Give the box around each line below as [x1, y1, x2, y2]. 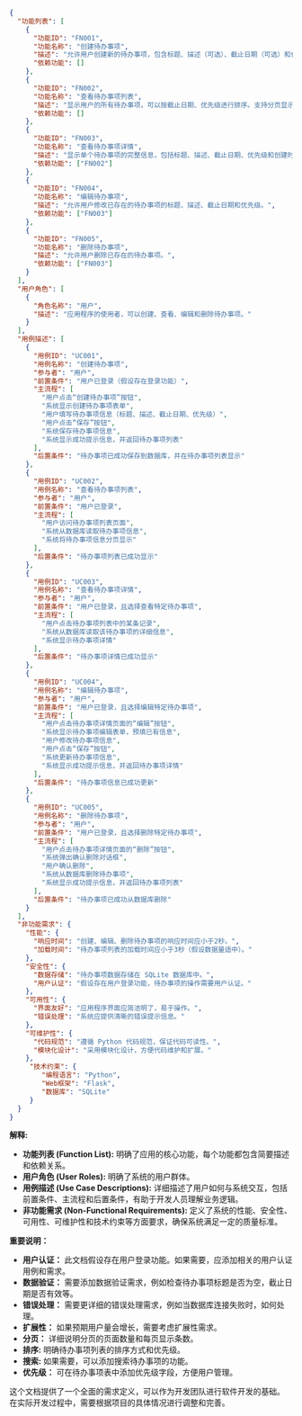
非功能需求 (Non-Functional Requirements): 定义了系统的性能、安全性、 [22, 1205, 292, 1216]
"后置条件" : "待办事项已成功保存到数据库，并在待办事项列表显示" [32, 452, 245, 461]
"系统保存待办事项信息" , [41, 426, 121, 435]
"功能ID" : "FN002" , [32, 84, 104, 93]
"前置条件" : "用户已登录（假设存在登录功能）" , [32, 376, 190, 386]
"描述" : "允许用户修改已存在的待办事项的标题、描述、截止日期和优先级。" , [32, 201, 276, 211]
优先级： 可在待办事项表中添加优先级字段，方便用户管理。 [22, 1367, 238, 1378]
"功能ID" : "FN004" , [32, 184, 104, 193]
